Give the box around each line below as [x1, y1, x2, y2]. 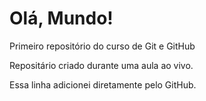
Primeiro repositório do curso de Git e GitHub [9, 40, 196, 52]
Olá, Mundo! [9, 7, 114, 30]
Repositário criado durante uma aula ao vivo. [9, 59, 194, 71]
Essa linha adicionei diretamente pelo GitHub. [9, 78, 197, 91]
